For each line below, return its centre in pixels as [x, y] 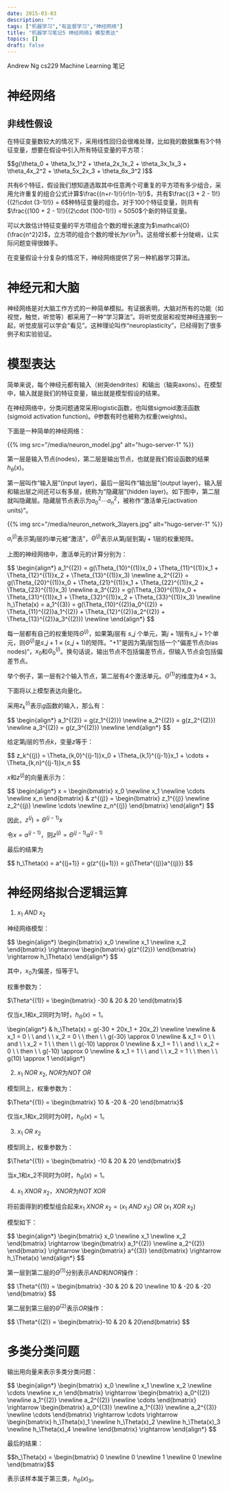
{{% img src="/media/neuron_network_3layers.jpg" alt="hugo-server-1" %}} [115, 524]
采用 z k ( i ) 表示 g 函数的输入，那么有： [57, 706]
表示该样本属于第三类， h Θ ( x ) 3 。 [53, 1479]
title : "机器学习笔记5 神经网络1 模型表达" [63, 33]
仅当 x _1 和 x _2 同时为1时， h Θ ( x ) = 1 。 [57, 1015]
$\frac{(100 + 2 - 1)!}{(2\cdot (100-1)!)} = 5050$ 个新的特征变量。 [99, 211]
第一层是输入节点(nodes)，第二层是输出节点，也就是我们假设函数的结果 [108, 459]
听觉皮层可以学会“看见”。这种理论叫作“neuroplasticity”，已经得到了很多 [120, 325]
